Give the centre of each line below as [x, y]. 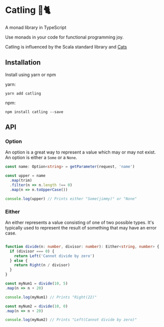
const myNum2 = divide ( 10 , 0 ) [37, 306]
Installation [23, 63]
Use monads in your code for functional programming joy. [64, 37]
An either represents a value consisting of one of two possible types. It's [80, 222]
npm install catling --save [34, 112]
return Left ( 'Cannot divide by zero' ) [54, 256]
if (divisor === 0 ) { [32, 251]
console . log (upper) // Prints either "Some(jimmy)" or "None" [71, 198]
